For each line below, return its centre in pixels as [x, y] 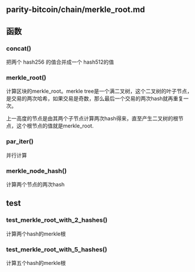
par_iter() [20, 142]
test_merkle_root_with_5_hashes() [57, 249]
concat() [19, 48]
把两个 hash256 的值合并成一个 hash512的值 [60, 62]
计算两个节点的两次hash [35, 184]
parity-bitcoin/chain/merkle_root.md [76, 10]
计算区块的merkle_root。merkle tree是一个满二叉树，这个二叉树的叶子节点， [99, 91]
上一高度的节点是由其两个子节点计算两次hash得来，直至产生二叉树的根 [92, 119]
